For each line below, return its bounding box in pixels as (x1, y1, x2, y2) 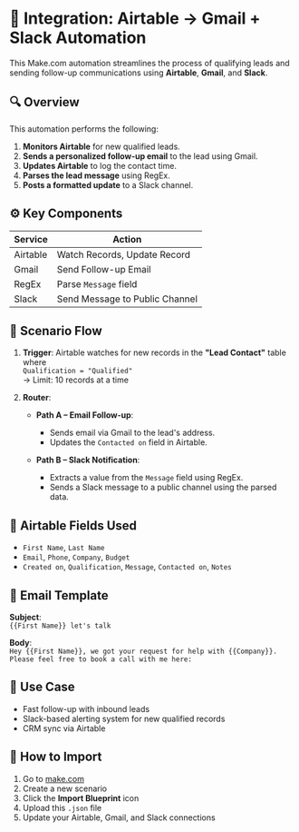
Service (14, 233, 48, 245)
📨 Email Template (9, 588, 109, 603)
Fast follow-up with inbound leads (22, 703, 150, 714)
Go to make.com (22, 773, 84, 784)
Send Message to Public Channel (56, 292, 198, 305)
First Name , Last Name (22, 542, 105, 553)
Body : (9, 638, 33, 648)
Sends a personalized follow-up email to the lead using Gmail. (22, 150, 258, 162)
